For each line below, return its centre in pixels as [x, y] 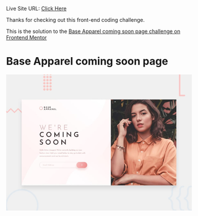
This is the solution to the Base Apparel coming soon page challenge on [93, 31]
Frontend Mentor [27, 37]
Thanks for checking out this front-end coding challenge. [75, 20]
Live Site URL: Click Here [36, 9]
